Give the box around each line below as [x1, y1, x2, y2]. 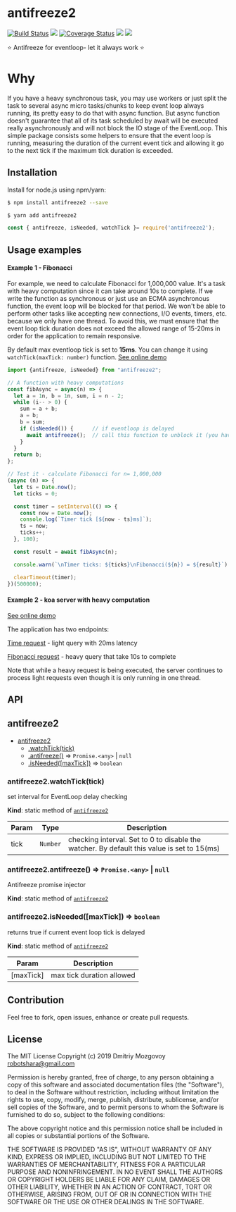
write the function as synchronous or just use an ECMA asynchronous [7, 294, 210, 302]
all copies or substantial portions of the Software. [7, 1132, 150, 1140]
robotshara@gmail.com [7, 1059, 75, 1068]
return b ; [13, 451, 42, 459]
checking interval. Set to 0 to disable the [67, 835, 202, 845]
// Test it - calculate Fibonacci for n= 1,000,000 [7, 471, 162, 478]
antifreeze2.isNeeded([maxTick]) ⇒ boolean [7, 912, 160, 922]
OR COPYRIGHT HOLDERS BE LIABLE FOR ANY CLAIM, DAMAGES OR [7, 1175, 211, 1184]
